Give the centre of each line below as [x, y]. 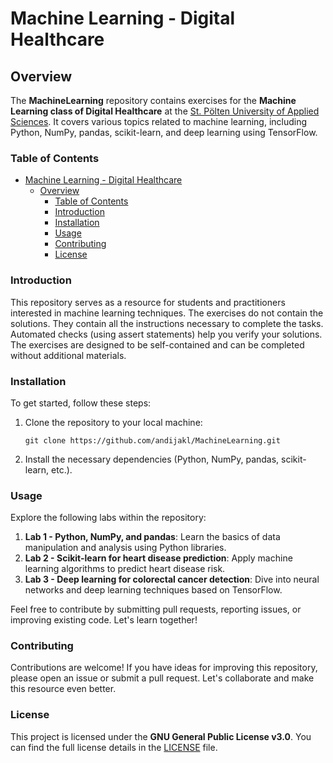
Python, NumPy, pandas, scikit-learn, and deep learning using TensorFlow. [164, 132]
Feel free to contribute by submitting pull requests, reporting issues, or [156, 609]
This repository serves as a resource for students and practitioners [148, 302]
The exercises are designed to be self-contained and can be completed [157, 344]
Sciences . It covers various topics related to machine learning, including [159, 121]
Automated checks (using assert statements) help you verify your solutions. [166, 334]
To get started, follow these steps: [81, 403]
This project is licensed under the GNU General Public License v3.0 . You [161, 736]
